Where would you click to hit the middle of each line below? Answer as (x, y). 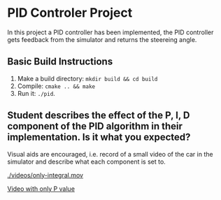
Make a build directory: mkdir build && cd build (87, 78)
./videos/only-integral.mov (45, 175)
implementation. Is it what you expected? (99, 137)
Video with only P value (41, 188)
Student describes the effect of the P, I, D (99, 116)
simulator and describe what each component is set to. (86, 162)
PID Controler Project (70, 13)
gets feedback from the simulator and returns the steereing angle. (102, 39)
